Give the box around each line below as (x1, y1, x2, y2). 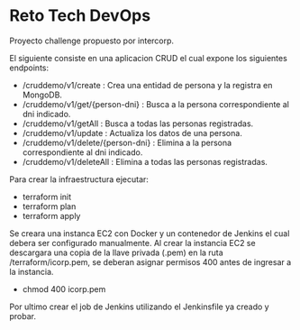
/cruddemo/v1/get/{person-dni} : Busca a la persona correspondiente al (22, 98, 290, 109)
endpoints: (9, 62, 50, 73)
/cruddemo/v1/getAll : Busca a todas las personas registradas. (22, 118, 254, 129)
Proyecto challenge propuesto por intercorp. (9, 35, 174, 46)
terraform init (22, 191, 72, 202)
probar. (9, 310, 37, 321)
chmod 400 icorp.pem (22, 283, 106, 294)
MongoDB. (22, 89, 63, 100)
